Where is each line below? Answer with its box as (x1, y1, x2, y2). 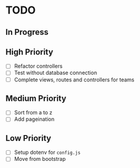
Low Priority (5, 133, 51, 143)
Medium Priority (5, 93, 67, 103)
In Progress (5, 27, 48, 37)
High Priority (5, 47, 54, 57)
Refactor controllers (14, 62, 63, 70)
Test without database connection (14, 69, 97, 77)
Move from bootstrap (14, 156, 66, 163)
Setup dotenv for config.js (14, 149, 81, 156)
